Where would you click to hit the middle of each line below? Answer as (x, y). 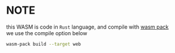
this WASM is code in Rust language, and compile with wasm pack (87, 27)
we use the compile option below (47, 33)
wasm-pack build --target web (44, 44)
